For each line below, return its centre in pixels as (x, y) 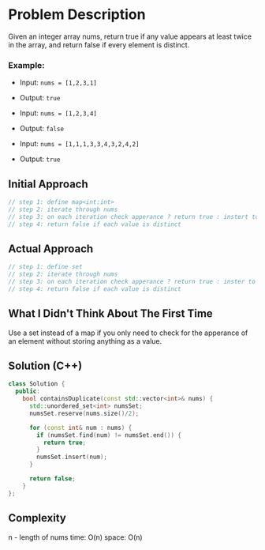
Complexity (37, 518)
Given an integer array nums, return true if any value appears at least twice (130, 36)
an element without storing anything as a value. (85, 341)
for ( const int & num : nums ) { (80, 428)
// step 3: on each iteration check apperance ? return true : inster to (132, 282)
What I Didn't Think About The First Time (110, 314)
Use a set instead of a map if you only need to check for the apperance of (128, 333)
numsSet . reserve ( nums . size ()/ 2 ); (84, 413)
